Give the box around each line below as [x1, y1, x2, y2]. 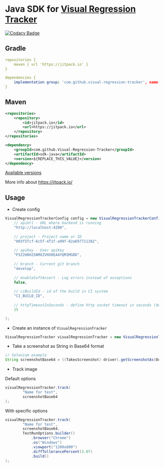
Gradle [5, 44, 26, 52]
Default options [5, 376, 36, 382]
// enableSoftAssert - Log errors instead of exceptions [14, 275, 132, 280]
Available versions [5, 170, 41, 176]
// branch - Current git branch [14, 261, 80, 266]
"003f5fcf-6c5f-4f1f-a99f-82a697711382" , [14, 239, 99, 244]
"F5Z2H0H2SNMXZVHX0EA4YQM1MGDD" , [14, 253, 82, 258]
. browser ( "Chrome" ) [31, 436, 71, 441]
